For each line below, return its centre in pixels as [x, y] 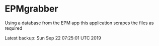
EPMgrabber [31, 9]
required [14, 28]
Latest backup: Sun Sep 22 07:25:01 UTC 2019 [53, 38]
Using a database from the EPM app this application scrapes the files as [79, 23]
